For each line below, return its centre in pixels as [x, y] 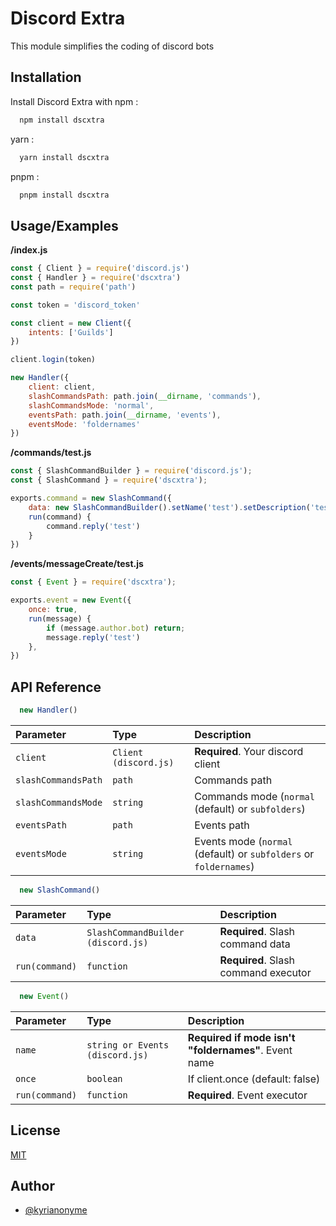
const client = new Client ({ [71, 323]
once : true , [53, 610]
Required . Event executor [247, 1095]
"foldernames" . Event [240, 1050]
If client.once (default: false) [254, 1079]
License [35, 1130]
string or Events [128, 1045]
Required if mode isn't [241, 1037]
